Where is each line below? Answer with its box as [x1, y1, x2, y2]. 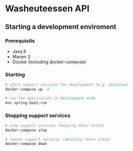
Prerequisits [5, 37, 35, 44]
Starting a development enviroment [5, 23, 117, 31]
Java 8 [12, 48, 26, 54]
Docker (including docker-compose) [12, 59, 86, 64]
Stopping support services [5, 112, 70, 119]
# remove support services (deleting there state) [5, 137, 111, 142]
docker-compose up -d [5, 87, 50, 92]
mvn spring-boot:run [5, 100, 48, 105]
